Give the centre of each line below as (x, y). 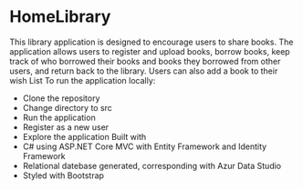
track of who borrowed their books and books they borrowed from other (145, 61)
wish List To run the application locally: (83, 80)
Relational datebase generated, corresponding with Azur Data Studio (152, 165)
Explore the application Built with (84, 136)
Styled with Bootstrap (63, 175)
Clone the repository (61, 98)
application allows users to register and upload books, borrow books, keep (150, 51)
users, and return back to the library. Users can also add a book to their (144, 71)
